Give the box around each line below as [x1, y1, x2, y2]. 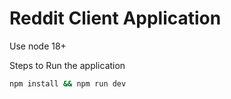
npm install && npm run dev [9, 78, 127, 89]
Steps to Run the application [9, 59, 126, 71]
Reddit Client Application [9, 7, 222, 30]
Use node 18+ [9, 40, 67, 52]
